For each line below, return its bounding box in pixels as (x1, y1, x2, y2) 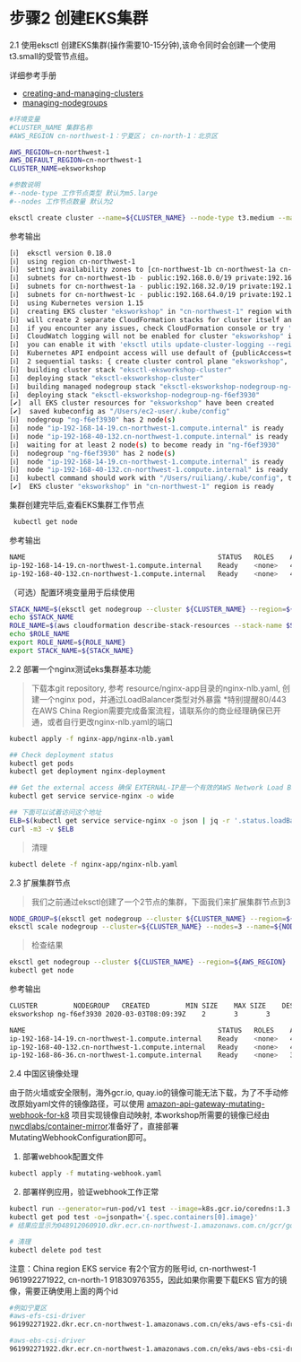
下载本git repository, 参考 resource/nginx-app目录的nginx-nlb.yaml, (30, 683, 280, 694)
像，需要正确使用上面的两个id (9, 1285, 118, 1297)
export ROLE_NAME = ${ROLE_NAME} (9, 638, 126, 647)
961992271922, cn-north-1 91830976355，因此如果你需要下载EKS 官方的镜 (9, 1274, 288, 1285)
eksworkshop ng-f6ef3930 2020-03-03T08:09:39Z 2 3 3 (9, 1009, 271, 1018)
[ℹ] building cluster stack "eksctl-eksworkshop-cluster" (9, 365, 232, 374)
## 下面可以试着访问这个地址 (9, 808, 102, 817)
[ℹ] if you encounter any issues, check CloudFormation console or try (9, 324, 284, 333)
